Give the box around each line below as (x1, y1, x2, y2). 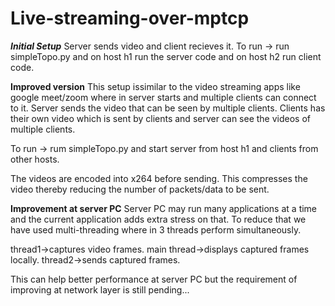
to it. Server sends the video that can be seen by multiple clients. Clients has (10, 102, 326, 114)
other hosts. (10, 153, 60, 165)
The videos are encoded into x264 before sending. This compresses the (10, 172, 308, 184)
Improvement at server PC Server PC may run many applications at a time (10, 202, 318, 214)
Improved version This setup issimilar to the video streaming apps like (10, 80, 301, 92)
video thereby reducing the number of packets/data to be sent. (10, 183, 270, 195)
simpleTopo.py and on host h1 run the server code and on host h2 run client (10, 50, 322, 62)
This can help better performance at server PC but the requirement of (10, 273, 298, 285)
